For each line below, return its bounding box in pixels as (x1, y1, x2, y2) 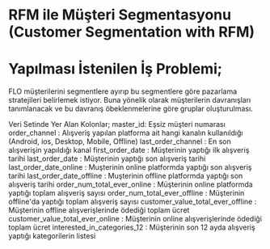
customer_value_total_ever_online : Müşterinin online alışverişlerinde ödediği (8, 214, 263, 224)
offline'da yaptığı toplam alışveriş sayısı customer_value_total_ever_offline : (8, 196, 257, 207)
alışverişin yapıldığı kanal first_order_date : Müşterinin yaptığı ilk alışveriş (8, 146, 250, 155)
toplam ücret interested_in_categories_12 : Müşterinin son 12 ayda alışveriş (8, 222, 256, 232)
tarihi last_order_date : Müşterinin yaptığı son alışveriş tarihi (8, 154, 206, 163)
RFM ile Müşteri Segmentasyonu (8, 6, 232, 24)
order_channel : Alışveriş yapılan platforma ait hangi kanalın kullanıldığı (8, 128, 243, 138)
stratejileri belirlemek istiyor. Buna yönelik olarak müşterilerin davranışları (8, 95, 251, 105)
